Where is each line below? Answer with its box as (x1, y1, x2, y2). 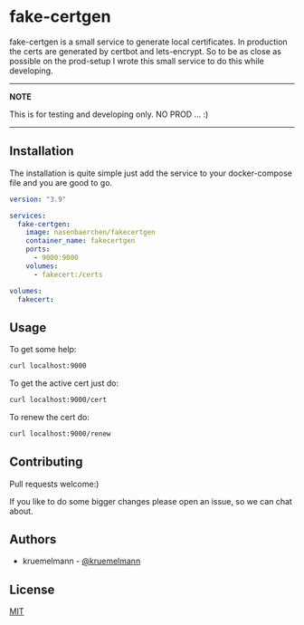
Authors (9, 532, 57, 547)
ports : (25, 245, 51, 255)
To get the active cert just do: (9, 378, 119, 389)
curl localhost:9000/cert (9, 396, 107, 405)
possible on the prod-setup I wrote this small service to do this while (9, 55, 264, 66)
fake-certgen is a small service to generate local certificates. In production (9, 36, 288, 47)
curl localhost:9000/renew (9, 428, 111, 438)
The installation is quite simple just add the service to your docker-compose (9, 168, 292, 178)
